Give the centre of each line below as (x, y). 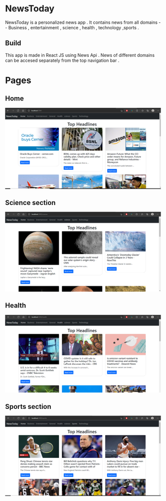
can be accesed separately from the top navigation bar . (62, 60)
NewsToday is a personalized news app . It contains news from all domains (82, 22)
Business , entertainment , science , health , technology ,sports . (74, 27)
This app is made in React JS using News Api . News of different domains (80, 55)
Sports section (28, 406)
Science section (30, 203)
